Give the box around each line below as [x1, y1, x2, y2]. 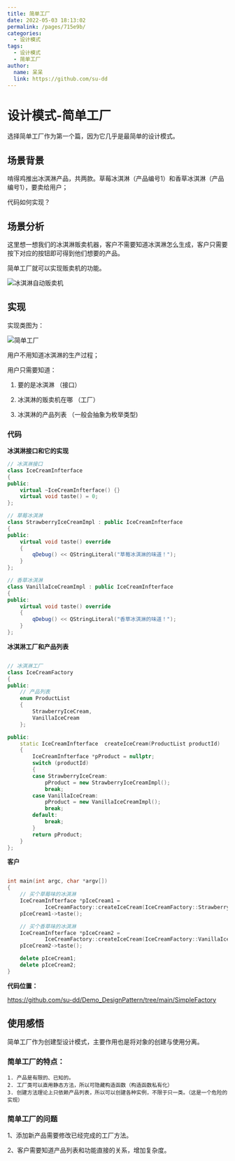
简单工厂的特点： [7, 1057, 65, 1067]
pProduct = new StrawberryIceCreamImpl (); [44, 779, 171, 786]
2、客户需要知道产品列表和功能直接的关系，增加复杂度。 [7, 1146, 171, 1155]
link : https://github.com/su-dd [13, 75, 108, 83]
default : [32, 812, 58, 819]
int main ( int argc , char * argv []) [7, 878, 108, 885]
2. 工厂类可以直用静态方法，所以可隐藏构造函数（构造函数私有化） [7, 1081, 173, 1088]
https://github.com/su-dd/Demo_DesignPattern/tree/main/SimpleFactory [7, 995, 217, 1004]
